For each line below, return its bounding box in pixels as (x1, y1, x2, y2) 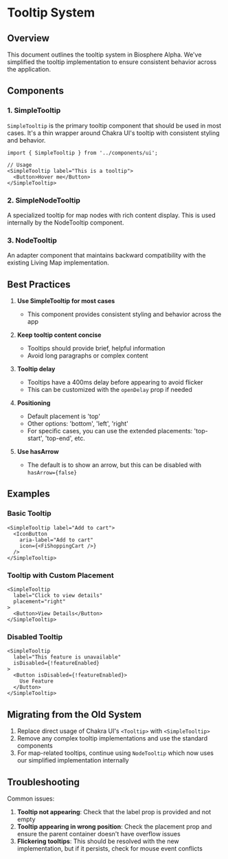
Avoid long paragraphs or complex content (27, 351, 149, 360)
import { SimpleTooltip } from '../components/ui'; (7, 149, 158, 156)
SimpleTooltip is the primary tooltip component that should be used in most (7, 121, 222, 130)
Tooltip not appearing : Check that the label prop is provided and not (16, 808, 212, 816)
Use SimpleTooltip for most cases (16, 297, 115, 305)
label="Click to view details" (13, 592, 103, 599)
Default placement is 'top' (27, 412, 101, 421)
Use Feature (19, 678, 54, 685)
